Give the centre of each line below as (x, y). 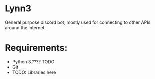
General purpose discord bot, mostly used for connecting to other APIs (78, 22)
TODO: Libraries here (34, 72)
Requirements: (36, 48)
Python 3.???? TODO (33, 61)
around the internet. (26, 27)
